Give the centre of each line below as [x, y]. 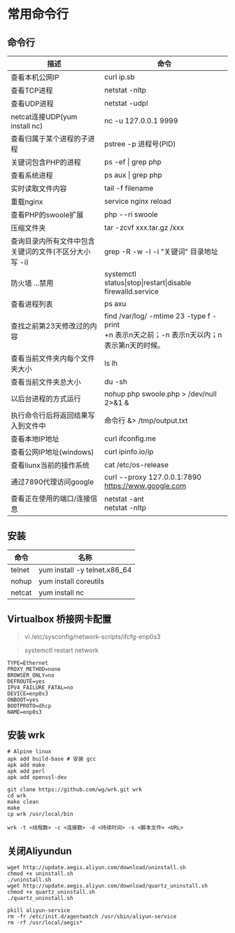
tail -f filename [129, 188]
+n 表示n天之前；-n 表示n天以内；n [163, 335]
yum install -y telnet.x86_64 [85, 569]
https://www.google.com [145, 486]
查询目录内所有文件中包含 [53, 241]
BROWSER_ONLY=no [31, 675]
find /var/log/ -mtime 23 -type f [158, 316]
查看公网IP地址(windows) [52, 452]
